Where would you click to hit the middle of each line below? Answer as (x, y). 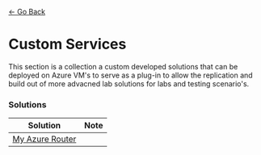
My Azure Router (44, 139)
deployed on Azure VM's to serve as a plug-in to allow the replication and (130, 75)
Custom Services (67, 44)
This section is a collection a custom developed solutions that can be (123, 66)
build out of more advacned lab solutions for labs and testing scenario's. (129, 83)
